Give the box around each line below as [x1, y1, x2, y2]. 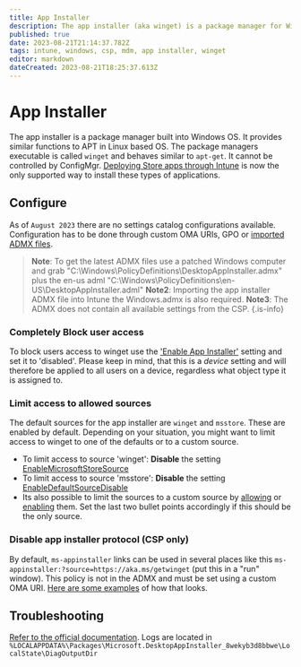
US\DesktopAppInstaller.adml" [30, 284, 144, 295]
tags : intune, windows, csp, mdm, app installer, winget [9, 47, 227, 56]
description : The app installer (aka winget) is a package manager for [9, 22, 282, 30]
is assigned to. [9, 374, 64, 385]
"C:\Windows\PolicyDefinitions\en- [107, 274, 236, 285]
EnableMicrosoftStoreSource [21, 463, 129, 474]
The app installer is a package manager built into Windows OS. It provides [9, 131, 282, 142]
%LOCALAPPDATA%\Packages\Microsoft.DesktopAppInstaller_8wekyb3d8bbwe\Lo [9, 642, 291, 651]
